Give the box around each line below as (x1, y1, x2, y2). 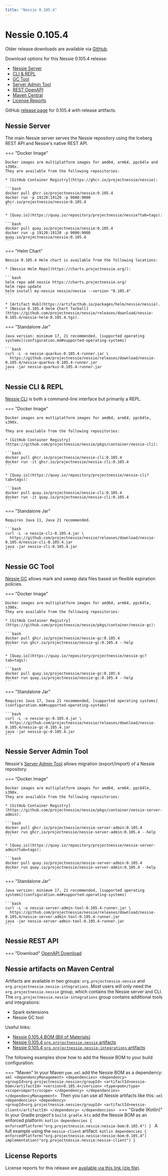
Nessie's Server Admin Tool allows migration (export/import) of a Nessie (5, 760, 155, 767)
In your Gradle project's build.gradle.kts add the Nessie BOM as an (5, 1112, 147, 1118)
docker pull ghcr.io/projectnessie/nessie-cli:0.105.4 (5, 455, 122, 460)
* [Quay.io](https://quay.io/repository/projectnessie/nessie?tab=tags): (5, 213, 163, 218)
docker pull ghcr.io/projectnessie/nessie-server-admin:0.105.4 (5, 825, 142, 830)
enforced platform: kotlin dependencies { (5, 1118, 92, 1124)
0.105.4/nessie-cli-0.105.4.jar (5, 540, 73, 545)
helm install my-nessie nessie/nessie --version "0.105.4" (5, 289, 131, 294)
